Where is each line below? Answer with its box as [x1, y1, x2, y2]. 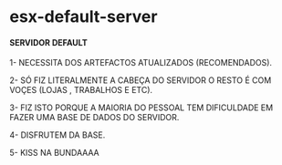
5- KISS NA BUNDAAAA [9, 148, 99, 159]
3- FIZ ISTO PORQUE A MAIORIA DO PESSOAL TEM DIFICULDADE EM [9, 102, 274, 113]
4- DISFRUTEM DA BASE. [9, 129, 106, 140]
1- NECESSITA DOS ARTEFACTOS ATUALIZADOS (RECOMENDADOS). [9, 57, 272, 68]
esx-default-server [9, 6, 158, 27]
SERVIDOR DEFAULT [9, 36, 89, 47]
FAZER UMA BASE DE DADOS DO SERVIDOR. [9, 112, 180, 123]
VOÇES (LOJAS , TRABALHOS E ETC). [9, 85, 153, 96]
